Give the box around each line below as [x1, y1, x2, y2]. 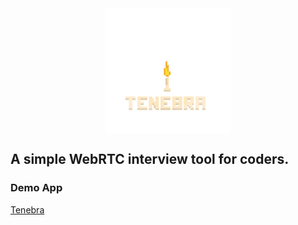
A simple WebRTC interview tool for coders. [10, 151, 290, 168]
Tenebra [10, 203, 45, 216]
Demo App [10, 181, 63, 195]
